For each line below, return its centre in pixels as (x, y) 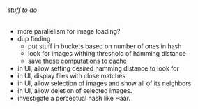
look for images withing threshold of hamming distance (107, 54)
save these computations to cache (77, 61)
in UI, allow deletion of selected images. (75, 91)
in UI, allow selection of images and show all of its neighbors (104, 83)
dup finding (34, 39)
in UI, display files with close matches (71, 76)
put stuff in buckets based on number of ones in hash (105, 46)
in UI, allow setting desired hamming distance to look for (98, 68)
